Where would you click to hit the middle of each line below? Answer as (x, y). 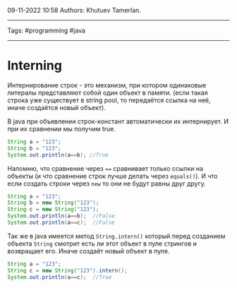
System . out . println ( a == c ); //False (61, 223)
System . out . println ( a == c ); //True (60, 277)
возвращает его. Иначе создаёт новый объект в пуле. (89, 251)
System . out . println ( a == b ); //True (58, 155)
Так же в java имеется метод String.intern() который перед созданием (116, 236)
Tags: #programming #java (47, 30)
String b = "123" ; (34, 148)
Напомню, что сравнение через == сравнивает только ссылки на (105, 168)
